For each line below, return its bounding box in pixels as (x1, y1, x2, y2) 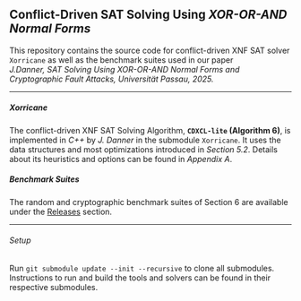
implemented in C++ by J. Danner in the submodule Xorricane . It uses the (9, 134, 281, 145)
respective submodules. (9, 281, 99, 292)
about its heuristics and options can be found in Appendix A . (9, 153, 233, 164)
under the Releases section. (9, 206, 113, 217)
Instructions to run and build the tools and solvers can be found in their (9, 272, 271, 283)
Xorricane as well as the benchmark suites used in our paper (9, 54, 234, 65)
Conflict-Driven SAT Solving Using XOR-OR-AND (9, 7, 288, 22)
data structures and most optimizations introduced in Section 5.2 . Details (9, 143, 278, 155)
